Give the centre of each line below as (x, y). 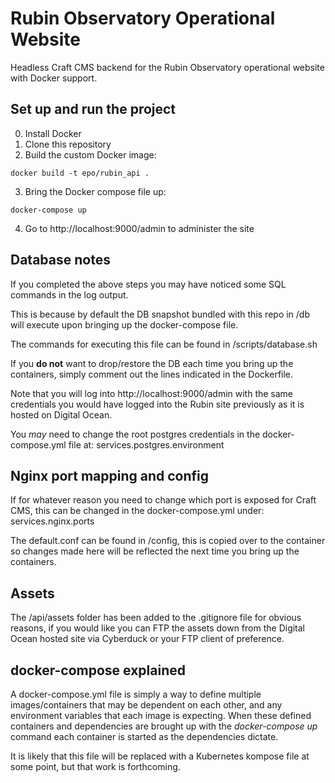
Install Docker (53, 133)
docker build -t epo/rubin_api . (80, 173)
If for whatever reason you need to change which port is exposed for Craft (163, 500)
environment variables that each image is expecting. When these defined (161, 715)
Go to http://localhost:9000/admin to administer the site (139, 228)
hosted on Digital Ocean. (61, 414)
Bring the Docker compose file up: (95, 191)
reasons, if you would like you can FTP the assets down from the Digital (158, 628)
